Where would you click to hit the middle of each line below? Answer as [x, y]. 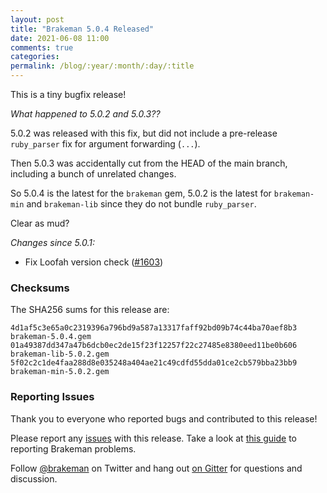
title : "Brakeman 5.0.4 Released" [82, 29]
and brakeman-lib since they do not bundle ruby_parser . [141, 204]
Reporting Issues [52, 397]
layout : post [37, 19]
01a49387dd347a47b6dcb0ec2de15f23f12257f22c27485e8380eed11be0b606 [154, 346]
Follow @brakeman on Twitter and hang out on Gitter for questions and [156, 468]
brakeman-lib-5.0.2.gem [60, 354]
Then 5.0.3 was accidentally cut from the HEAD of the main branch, [149, 163]
